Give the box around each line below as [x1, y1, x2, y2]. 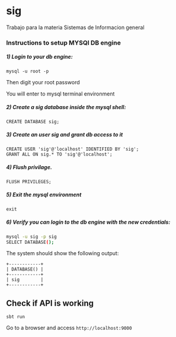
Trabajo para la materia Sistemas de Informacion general [6, 24, 145, 31]
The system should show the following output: [6, 250, 119, 257]
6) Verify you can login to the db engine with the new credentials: [6, 218, 171, 226]
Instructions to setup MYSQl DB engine [6, 39, 121, 47]
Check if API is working [6, 298, 94, 308]
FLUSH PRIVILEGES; [6, 179, 52, 185]
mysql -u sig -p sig [6, 233, 57, 240]
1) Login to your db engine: [6, 53, 73, 61]
